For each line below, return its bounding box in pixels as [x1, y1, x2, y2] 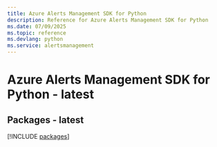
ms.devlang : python [7, 36, 64, 43]
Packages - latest [7, 114, 84, 126]
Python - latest [7, 87, 95, 102]
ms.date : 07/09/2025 [7, 23, 67, 30]
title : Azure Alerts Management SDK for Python [7, 10, 147, 17]
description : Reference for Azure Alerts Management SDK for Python [7, 17, 209, 23]
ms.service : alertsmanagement [7, 42, 95, 49]
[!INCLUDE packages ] [7, 133, 70, 140]
